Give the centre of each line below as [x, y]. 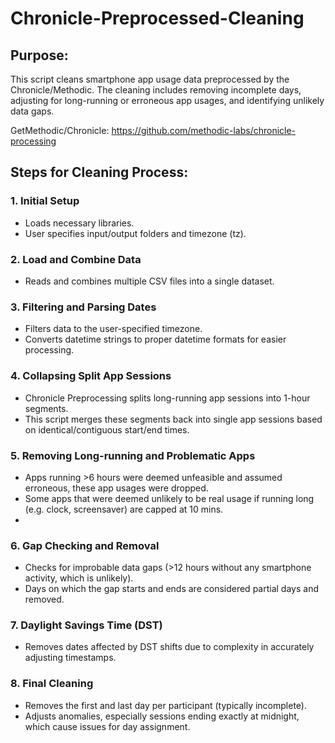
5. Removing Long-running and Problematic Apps [133, 455]
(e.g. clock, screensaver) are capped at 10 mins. [124, 509]
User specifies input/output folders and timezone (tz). [135, 233]
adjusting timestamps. [70, 658]
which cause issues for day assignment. [107, 726]
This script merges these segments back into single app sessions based [173, 419]
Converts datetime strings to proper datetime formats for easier [155, 339]
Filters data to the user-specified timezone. [113, 329]
